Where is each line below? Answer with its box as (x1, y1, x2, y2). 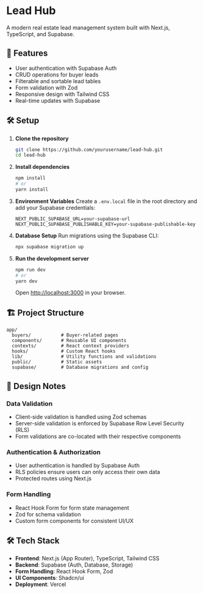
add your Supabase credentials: (15, 204, 96, 211)
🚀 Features (6, 48, 48, 59)
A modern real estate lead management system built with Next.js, (6, 24, 171, 31)
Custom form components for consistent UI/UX (15, 517, 134, 524)
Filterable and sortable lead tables (15, 77, 101, 84)
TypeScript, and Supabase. (6, 30, 75, 37)
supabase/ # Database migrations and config (12, 365, 149, 371)
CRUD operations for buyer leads (15, 71, 99, 78)
